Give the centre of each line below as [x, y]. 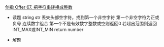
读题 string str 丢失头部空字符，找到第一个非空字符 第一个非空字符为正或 [86, 17]
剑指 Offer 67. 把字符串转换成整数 [39, 7]
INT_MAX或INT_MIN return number [48, 30]
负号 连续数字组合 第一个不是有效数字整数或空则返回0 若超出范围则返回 [84, 23]
